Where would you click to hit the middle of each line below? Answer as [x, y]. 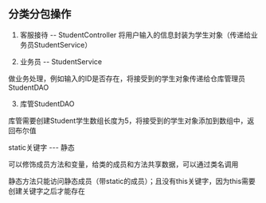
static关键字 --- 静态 [42, 147]
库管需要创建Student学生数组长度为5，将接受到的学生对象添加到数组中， [128, 121]
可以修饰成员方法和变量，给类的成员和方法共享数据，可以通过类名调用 [123, 164]
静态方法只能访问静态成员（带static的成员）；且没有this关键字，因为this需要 [132, 181]
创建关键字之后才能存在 [47, 191]
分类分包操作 [40, 14]
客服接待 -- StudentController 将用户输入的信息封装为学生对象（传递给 [135, 35]
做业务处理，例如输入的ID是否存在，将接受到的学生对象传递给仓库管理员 [127, 79]
